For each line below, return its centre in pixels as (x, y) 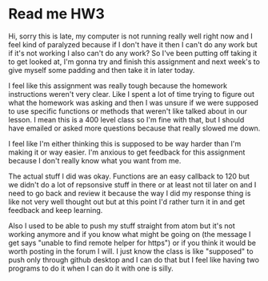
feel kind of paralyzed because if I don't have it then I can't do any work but (133, 44)
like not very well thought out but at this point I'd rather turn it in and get (127, 202)
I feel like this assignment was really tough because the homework (118, 86)
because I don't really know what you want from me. (95, 160)
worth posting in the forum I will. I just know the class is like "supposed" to (131, 251)
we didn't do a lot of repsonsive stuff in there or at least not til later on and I (132, 184)
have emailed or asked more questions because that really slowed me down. (134, 128)
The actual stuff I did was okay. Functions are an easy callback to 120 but (129, 176)
